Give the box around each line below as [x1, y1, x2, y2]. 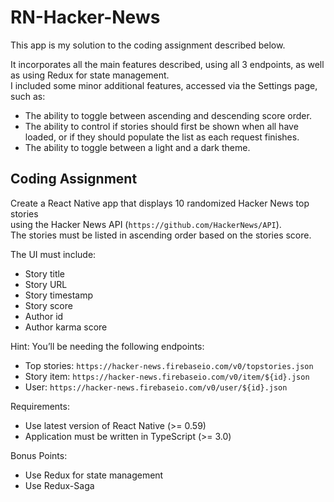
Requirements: [10, 400, 70, 412]
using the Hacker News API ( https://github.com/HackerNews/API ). [10, 218, 282, 230]
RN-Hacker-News [10, 6, 161, 29]
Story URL [24, 278, 68, 290]
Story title [24, 267, 66, 280]
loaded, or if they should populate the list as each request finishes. [24, 131, 300, 143]
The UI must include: [10, 248, 97, 260]
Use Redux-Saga [24, 479, 95, 491]
